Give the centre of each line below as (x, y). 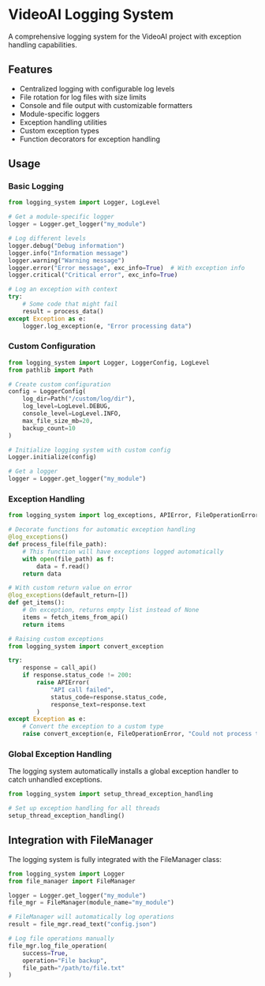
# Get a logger (33, 471)
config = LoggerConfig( (47, 392)
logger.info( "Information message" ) (68, 253)
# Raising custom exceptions (56, 639)
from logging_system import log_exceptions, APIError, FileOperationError (134, 515)
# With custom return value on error (70, 588)
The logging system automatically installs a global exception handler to (123, 771)
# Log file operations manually (61, 939)
